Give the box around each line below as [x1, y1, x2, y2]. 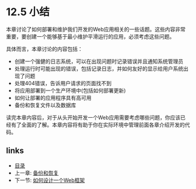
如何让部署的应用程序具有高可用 [14, 94, 92, 101]
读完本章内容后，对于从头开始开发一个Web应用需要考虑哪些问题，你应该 [6, 114, 181, 121]
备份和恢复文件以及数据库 [14, 101, 76, 108]
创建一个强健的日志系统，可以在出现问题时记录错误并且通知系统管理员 [14, 58, 184, 65]
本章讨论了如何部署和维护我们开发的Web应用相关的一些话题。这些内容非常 [6, 26, 185, 33]
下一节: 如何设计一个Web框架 [14, 176, 85, 184]
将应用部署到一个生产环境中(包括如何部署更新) [14, 87, 127, 94]
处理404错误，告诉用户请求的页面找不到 [14, 79, 112, 86]
